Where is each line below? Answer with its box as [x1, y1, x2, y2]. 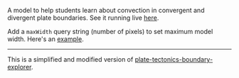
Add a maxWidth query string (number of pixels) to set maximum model [7, 28, 213, 35]
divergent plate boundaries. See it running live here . [7, 13, 159, 22]
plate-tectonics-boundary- [134, 55, 213, 63]
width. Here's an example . [7, 35, 84, 43]
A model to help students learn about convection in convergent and [7, 6, 205, 14]
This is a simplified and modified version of [7, 55, 134, 63]
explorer [7, 63, 32, 71]
